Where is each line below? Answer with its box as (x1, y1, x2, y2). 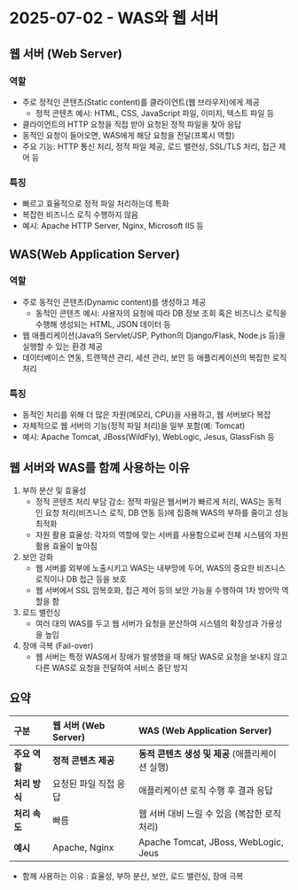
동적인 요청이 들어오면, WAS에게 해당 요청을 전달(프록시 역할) (21, 129, 235, 140)
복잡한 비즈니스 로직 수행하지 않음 (21, 209, 139, 220)
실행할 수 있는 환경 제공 (21, 340, 104, 351)
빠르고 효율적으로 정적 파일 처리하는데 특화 (21, 199, 170, 209)
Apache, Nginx (52, 841, 114, 854)
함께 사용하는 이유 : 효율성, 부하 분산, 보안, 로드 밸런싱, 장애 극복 (21, 870, 244, 881)
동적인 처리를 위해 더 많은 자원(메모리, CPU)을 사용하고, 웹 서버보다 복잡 (21, 410, 271, 420)
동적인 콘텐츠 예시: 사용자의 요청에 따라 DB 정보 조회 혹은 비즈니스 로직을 (35, 308, 287, 318)
